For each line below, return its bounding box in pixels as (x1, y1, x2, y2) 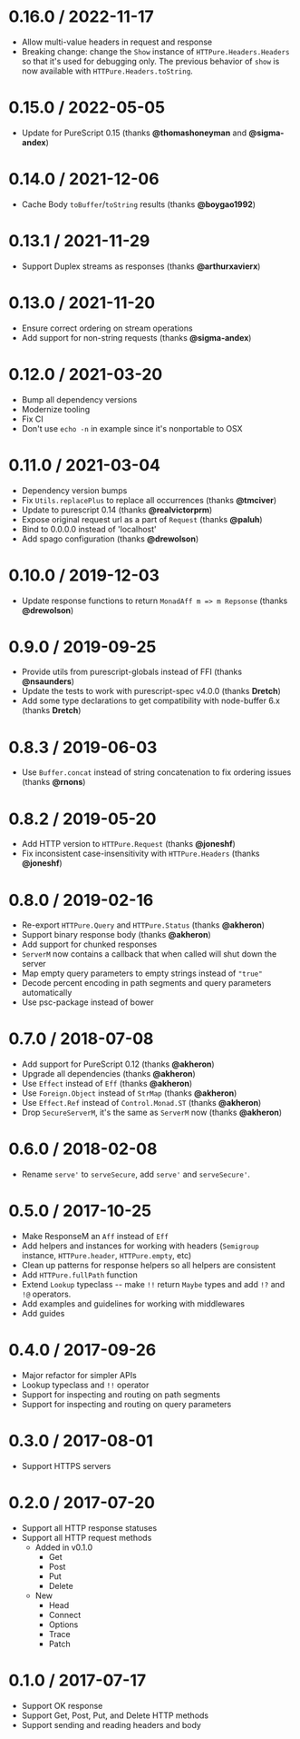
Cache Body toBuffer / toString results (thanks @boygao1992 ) (21, 198, 256, 210)
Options (48, 1619, 79, 1630)
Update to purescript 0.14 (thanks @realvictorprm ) (21, 504, 213, 515)
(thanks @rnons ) (21, 777, 86, 788)
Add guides (21, 1308, 65, 1319)
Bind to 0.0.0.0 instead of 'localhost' (21, 523, 158, 534)
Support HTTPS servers (21, 1460, 111, 1471)
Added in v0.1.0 (34, 1542, 93, 1553)
